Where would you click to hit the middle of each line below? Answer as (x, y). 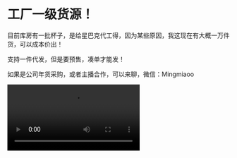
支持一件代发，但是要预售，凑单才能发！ (66, 59)
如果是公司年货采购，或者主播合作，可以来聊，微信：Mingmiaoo (101, 74)
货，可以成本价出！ (35, 44)
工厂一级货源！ (51, 14)
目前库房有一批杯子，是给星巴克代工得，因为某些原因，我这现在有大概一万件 (119, 35)
